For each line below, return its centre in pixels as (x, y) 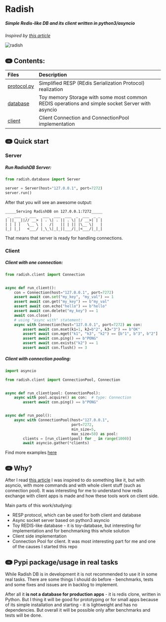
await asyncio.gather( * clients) (56, 443)
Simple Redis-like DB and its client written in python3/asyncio (70, 23)
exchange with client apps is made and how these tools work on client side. (82, 496)
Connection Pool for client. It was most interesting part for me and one (84, 541)
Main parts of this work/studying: (39, 506)
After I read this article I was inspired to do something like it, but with (75, 480)
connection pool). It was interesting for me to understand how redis (74, 491)
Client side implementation (39, 536)
